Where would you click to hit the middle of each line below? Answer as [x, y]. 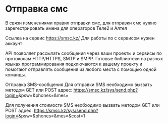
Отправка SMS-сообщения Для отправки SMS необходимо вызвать [79, 85]
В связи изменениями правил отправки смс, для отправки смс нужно [81, 23]
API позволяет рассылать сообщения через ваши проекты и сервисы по [84, 53]
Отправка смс [37, 9]
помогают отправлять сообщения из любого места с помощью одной [81, 69]
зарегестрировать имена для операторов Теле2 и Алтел [66, 28]
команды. [16, 74]
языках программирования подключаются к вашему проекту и [74, 64]
